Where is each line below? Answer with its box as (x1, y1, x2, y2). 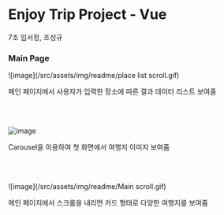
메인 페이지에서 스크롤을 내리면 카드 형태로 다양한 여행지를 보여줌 (8, 198, 209, 208)
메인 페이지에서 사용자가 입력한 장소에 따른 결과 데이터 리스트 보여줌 (8, 87, 217, 96)
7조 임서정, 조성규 (8, 32, 63, 42)
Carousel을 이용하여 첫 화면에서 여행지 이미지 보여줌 (8, 143, 170, 152)
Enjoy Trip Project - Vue (8, 6, 167, 24)
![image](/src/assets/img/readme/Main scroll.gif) (8, 182, 167, 191)
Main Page (8, 53, 50, 64)
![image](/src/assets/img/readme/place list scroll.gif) (8, 71, 180, 80)
